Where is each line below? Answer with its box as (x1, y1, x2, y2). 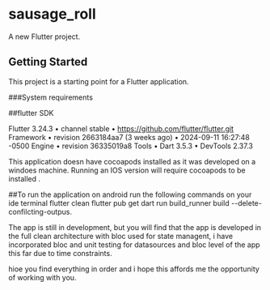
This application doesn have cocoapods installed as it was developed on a (8, 156, 256, 166)
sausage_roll (8, 5, 97, 23)
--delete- (231, 198, 263, 207)
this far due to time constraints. (8, 248, 112, 258)
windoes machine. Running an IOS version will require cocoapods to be (8, 165, 246, 175)
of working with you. (8, 272, 77, 282)
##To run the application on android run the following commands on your (8, 190, 252, 199)
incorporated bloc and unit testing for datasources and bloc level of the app (8, 240, 260, 249)
